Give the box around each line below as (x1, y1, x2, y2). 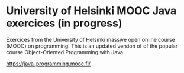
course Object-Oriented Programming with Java (6, 48, 123, 55)
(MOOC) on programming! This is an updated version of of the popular (6, 42, 178, 49)
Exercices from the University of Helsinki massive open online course (6, 36, 176, 43)
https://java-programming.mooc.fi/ (6, 60, 91, 67)
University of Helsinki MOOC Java (6, 4, 177, 18)
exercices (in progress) (6, 16, 122, 30)
